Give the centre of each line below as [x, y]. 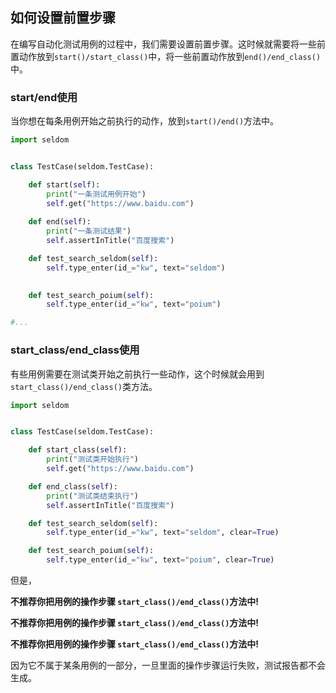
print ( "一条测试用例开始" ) [96, 194]
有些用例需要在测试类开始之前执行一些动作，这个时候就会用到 [137, 374]
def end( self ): [60, 222]
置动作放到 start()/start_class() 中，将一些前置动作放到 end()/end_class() [166, 56]
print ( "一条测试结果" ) [89, 231]
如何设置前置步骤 [63, 18]
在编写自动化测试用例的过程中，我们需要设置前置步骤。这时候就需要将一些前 [168, 44]
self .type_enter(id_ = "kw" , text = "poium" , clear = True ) [160, 560]
